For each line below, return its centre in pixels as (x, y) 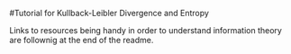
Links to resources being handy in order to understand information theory (145, 30)
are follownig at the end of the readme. (82, 40)
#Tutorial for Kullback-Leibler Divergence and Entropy (109, 13)
